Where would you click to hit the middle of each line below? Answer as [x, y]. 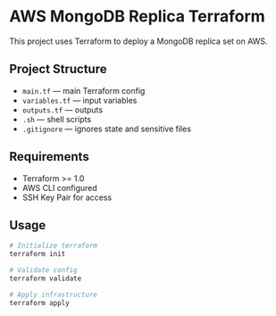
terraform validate [46, 279]
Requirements [49, 157]
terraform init [38, 254]
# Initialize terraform [54, 246]
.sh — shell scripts [57, 119]
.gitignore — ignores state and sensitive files [107, 129]
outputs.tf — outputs [63, 110]
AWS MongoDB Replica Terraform [137, 17]
